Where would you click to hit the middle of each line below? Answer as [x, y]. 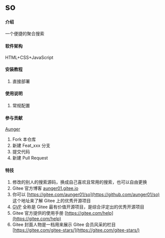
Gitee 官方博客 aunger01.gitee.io [45, 188]
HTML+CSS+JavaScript [29, 57]
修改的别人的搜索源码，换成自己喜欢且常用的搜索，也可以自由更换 [80, 182]
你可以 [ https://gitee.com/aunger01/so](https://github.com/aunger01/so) [86, 194]
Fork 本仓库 [24, 139]
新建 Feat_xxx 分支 [31, 146]
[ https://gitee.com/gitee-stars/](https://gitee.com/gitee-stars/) [76, 230]
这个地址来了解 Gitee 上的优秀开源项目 [52, 201]
